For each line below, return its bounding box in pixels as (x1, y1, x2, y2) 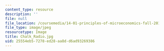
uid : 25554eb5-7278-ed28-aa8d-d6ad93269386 (5, 39, 95, 44)
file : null (5, 16, 27, 21)
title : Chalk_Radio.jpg (5, 34, 54, 39)
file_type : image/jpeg (5, 25, 51, 30)
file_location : (5, 20, 36, 26)
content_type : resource (5, 7, 54, 12)
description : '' (5, 12, 38, 17)
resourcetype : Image (5, 30, 47, 34)
